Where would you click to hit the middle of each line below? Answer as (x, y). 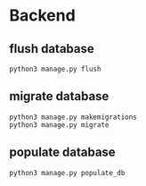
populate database (62, 152)
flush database (52, 49)
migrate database (59, 96)
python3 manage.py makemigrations (73, 117)
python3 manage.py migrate (59, 125)
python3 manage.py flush (55, 69)
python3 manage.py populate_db (67, 173)
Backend (42, 16)
